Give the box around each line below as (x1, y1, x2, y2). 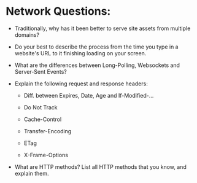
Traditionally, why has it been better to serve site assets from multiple (14, 25, 191, 32)
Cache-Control (23, 115, 62, 123)
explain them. (14, 169, 50, 177)
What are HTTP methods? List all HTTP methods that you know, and (14, 163, 187, 170)
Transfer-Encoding (23, 127, 72, 134)
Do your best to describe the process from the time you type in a (14, 43, 179, 50)
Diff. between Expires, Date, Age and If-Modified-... (23, 91, 154, 99)
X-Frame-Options (23, 151, 69, 158)
